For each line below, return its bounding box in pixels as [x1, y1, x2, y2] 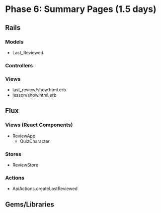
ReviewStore [12, 162, 39, 168]
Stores [5, 151, 21, 158]
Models [5, 38, 24, 45]
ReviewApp [12, 133, 36, 139]
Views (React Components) [5, 121, 73, 128]
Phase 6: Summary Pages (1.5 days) [5, 3, 157, 15]
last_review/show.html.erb [12, 87, 66, 93]
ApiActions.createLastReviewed [12, 186, 78, 192]
